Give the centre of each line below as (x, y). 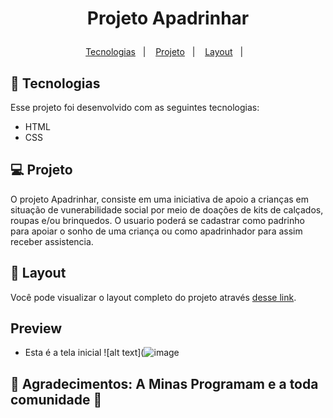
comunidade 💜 (56, 399)
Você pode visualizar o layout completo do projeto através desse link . (153, 297)
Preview (36, 328)
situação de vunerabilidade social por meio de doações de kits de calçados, (167, 209)
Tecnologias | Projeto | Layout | (164, 52)
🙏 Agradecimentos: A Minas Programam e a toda (164, 383)
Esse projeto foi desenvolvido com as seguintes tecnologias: (135, 107)
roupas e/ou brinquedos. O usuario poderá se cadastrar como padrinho (157, 220)
